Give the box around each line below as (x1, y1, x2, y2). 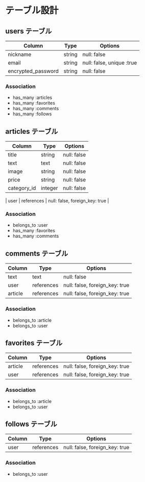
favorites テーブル (5, 338, 63, 347)
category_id (8, 185, 36, 192)
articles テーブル (5, 127, 58, 136)
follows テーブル (5, 420, 58, 429)
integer (40, 185, 58, 192)
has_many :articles (12, 94, 53, 101)
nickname (8, 51, 32, 58)
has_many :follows (12, 111, 52, 117)
